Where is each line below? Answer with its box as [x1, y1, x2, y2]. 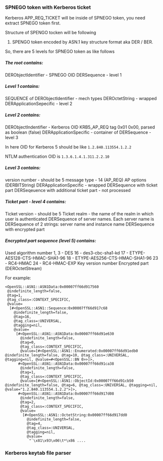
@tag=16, [14, 314, 32, 319]
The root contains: [5, 60, 44, 65]
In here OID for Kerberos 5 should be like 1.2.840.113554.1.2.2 [5, 144, 132, 150]
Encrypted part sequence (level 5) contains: [5, 237, 96, 243]
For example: [5, 275, 32, 281]
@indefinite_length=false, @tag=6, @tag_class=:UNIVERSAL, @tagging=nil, [5, 383, 158, 388]
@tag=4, [26, 421, 42, 426]
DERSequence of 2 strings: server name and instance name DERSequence [5, 221, 155, 227]
